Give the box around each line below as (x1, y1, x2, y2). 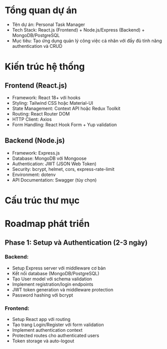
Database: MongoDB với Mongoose (12, 155, 87, 161)
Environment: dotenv (12, 171, 56, 178)
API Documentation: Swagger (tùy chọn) (12, 177, 97, 183)
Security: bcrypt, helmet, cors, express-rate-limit (12, 166, 115, 172)
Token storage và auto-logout (12, 338, 75, 344)
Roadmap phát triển (5, 218, 90, 229)
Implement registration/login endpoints (12, 281, 93, 287)
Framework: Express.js (12, 150, 60, 156)
